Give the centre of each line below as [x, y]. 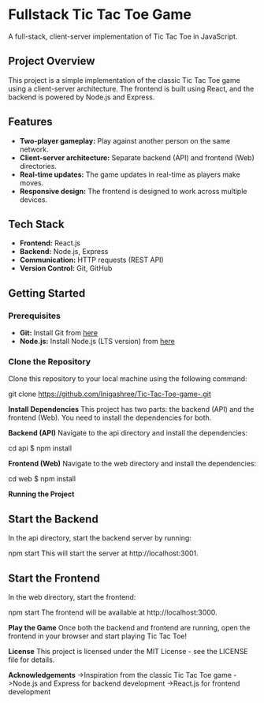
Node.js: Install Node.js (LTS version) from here [97, 342]
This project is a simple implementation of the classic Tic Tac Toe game [124, 80]
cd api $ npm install [40, 448]
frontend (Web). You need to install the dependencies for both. [110, 418]
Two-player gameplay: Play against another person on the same [125, 140]
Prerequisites [34, 316]
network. [34, 149]
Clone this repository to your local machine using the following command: [128, 379]
